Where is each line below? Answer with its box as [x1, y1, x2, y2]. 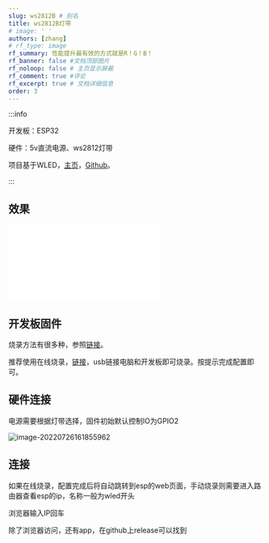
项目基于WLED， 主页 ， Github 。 [8, 160, 115, 170]
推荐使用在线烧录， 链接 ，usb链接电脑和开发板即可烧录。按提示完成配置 [8, 357, 248, 367]
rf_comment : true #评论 [8, 72, 86, 80]
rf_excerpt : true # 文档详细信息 [8, 79, 114, 87]
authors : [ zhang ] [8, 34, 67, 43]
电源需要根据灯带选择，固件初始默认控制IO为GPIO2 [8, 416, 179, 426]
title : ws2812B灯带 [8, 19, 72, 28]
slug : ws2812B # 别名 [8, 11, 79, 20]
